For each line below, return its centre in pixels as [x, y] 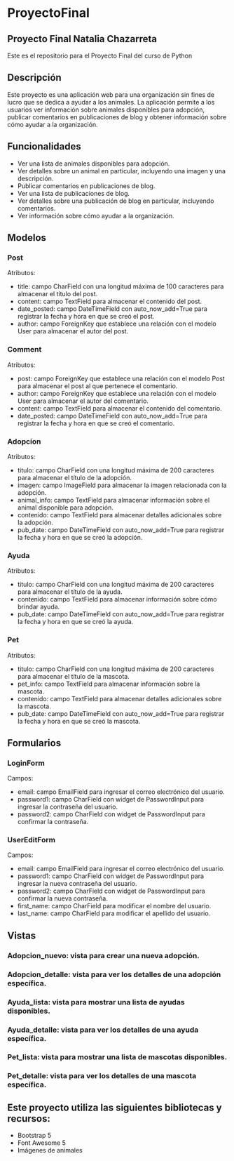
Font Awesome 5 [42, 1143]
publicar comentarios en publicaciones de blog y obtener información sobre [117, 117]
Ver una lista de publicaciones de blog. [74, 193]
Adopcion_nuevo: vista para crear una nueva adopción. [103, 955]
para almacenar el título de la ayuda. [70, 592]
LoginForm [26, 763]
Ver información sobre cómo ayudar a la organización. [96, 215]
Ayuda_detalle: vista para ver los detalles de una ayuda [103, 1030]
